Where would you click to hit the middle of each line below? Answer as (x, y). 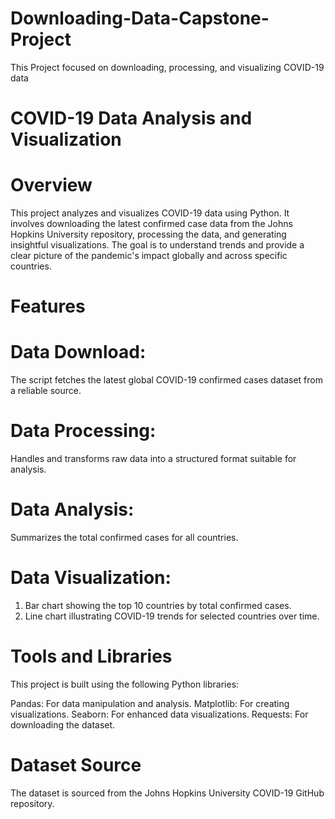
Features (48, 306)
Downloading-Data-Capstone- (140, 18)
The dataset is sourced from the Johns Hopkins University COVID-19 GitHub (167, 793)
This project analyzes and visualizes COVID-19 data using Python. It (150, 213)
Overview (51, 185)
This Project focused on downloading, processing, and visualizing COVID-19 (167, 67)
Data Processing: (83, 431)
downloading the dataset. (63, 724)
